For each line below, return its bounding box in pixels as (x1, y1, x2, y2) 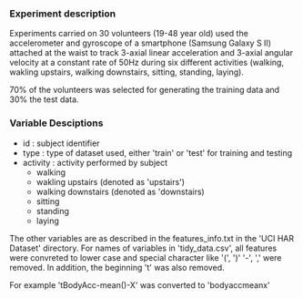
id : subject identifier (22, 138, 100, 149)
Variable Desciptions (9, 117, 104, 129)
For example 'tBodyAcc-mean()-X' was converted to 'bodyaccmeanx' (9, 279, 270, 290)
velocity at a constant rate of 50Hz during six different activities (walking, (9, 57, 285, 68)
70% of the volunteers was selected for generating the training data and (9, 85, 280, 96)
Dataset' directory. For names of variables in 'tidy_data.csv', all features (9, 242, 278, 253)
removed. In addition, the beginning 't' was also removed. (9, 262, 225, 273)
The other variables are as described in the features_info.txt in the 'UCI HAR (9, 232, 295, 243)
